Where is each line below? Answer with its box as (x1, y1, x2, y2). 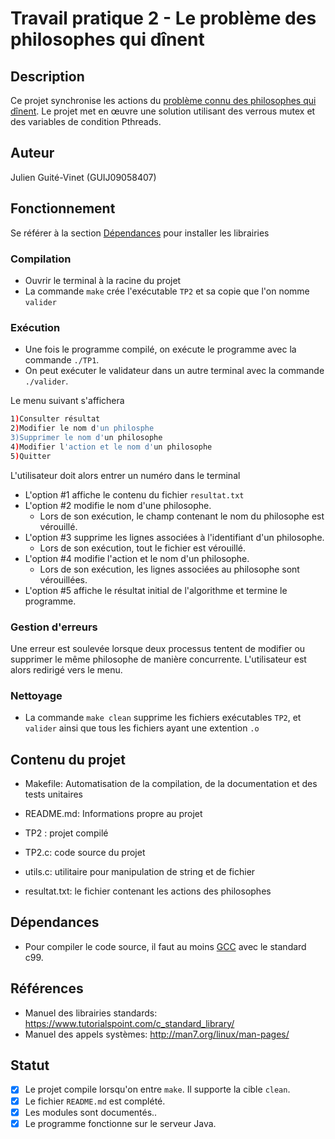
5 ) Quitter (10, 451, 52, 461)
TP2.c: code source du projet (24, 847, 146, 858)
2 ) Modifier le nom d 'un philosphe (10, 423, 155, 434)
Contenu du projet (10, 751, 126, 768)
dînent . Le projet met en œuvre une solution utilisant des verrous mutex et (10, 105, 316, 117)
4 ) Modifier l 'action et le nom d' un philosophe (10, 442, 213, 452)
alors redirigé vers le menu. (10, 663, 123, 676)
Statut (10, 1057, 50, 1074)
